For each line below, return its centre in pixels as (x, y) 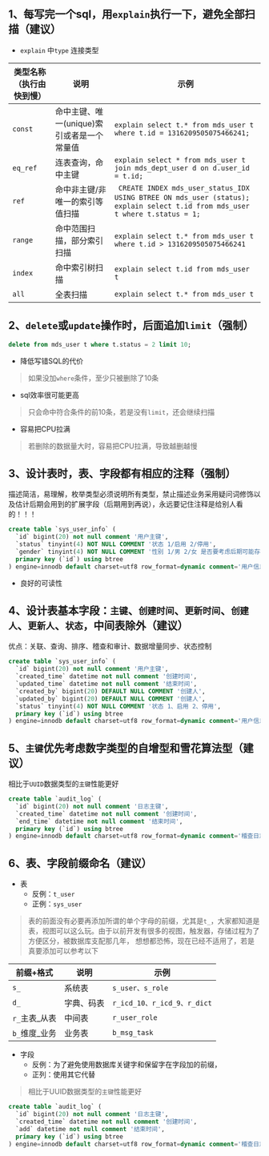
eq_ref (25, 168)
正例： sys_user (57, 904)
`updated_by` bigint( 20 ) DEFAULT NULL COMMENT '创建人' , (110, 699)
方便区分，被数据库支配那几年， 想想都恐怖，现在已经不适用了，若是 (141, 941)
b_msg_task (132, 1033)
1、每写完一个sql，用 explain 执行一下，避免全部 (126, 14)
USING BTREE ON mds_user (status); (182, 197)
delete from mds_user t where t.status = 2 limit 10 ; (100, 344)
